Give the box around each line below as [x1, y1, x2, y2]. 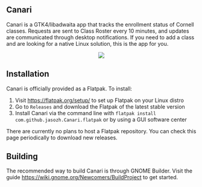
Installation [6, 69, 49, 79]
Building [6, 151, 38, 162]
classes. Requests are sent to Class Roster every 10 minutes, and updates [6, 27, 189, 34]
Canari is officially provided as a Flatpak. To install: [6, 84, 133, 92]
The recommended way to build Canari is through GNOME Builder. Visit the [6, 167, 193, 174]
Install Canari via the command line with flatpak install [14, 109, 157, 116]
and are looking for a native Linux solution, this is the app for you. [6, 40, 169, 47]
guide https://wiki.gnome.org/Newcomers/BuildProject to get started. [6, 174, 178, 181]
